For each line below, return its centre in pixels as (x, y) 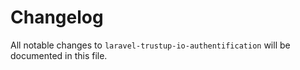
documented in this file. (59, 55)
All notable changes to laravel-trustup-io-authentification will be (150, 45)
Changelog (57, 17)
